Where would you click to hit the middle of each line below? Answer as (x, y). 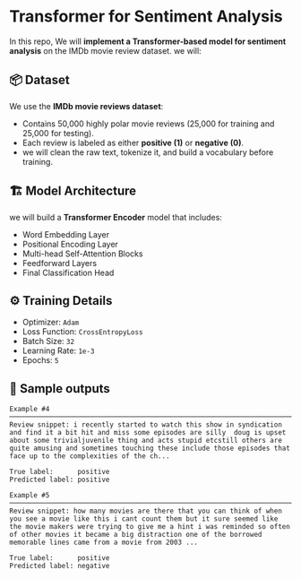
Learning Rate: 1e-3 (58, 350)
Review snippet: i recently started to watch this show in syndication (146, 425)
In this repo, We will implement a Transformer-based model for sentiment (148, 41)
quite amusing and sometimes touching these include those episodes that (150, 449)
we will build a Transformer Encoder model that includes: (116, 217)
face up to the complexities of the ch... (90, 456)
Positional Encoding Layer (70, 244)
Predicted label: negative (60, 566)
